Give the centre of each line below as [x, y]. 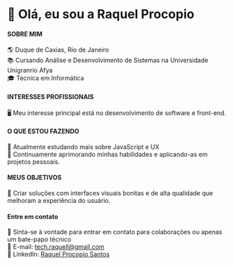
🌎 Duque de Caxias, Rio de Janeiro [58, 50]
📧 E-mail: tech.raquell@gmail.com [56, 247]
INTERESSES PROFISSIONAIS [51, 96]
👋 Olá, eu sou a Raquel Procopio [101, 14]
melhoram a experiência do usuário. [59, 200]
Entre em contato [33, 216]
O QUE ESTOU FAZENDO [43, 131]
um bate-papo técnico [39, 239]
